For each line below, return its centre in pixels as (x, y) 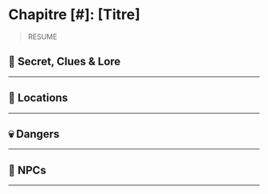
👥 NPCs (27, 170)
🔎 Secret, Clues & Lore (65, 62)
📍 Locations (38, 98)
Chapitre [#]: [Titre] (75, 15)
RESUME (42, 37)
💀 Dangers (34, 134)
